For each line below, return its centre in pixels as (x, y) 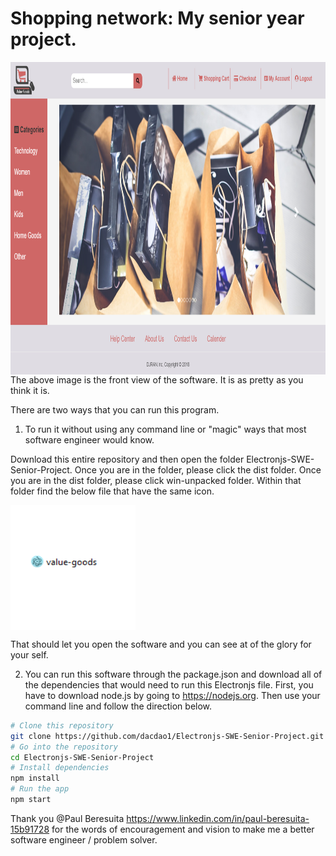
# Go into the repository (64, 747)
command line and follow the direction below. (118, 706)
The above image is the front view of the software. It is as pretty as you (157, 379)
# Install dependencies (60, 768)
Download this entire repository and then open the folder (127, 459)
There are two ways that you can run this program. (115, 409)
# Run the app (40, 789)
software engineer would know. (89, 439)
